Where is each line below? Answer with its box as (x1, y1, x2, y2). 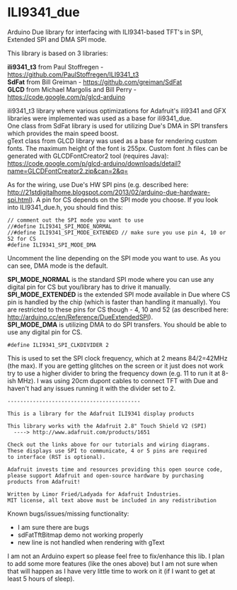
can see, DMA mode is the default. (7, 261, 108, 270)
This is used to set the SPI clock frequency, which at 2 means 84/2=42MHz (7, 353, 228, 362)
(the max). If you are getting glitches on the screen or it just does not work (7, 361, 224, 370)
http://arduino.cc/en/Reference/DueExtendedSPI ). (7, 312, 154, 321)
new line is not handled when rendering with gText (17, 538, 165, 546)
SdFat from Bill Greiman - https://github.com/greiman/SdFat (7, 77, 183, 86)
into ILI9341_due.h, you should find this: (7, 203, 123, 211)
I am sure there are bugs (17, 523, 90, 531)
